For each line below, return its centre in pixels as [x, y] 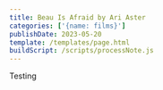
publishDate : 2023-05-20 [56, 34]
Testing [23, 76]
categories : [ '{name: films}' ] [68, 26]
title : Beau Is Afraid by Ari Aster [77, 17]
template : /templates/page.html [69, 42]
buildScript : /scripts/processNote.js [81, 51]
